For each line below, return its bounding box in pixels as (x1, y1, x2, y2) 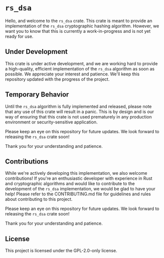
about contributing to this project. (5, 196, 72, 202)
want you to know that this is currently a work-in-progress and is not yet (5, 28, 151, 34)
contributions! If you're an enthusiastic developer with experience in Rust (5, 175, 153, 182)
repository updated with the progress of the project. (5, 76, 110, 82)
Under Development (5, 47, 68, 56)
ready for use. (5, 33, 33, 39)
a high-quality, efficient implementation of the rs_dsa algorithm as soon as (5, 66, 155, 71)
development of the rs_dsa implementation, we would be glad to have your (5, 186, 156, 192)
